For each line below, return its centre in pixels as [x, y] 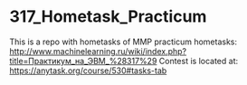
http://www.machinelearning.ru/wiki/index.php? [98, 51]
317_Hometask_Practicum [108, 17]
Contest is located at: [199, 61]
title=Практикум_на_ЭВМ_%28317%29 [83, 61]
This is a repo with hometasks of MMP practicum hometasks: [123, 42]
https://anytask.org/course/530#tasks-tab [88, 71]
